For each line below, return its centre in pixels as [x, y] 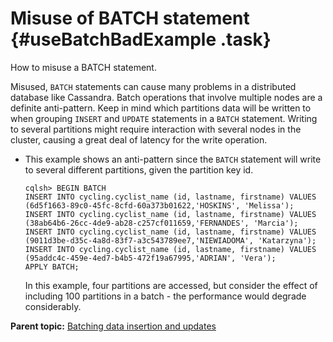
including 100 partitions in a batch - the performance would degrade [165, 296]
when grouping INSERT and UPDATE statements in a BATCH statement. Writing [164, 118]
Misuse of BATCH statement [130, 18]
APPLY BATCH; [52, 267]
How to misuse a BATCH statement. [83, 67]
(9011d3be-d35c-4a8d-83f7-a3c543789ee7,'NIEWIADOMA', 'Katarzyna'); [170, 240]
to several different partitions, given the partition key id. [139, 169]
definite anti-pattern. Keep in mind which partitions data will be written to [161, 108]
